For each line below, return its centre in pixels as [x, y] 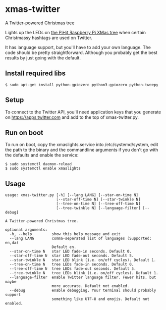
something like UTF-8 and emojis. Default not [101, 299]
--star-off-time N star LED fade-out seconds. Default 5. [72, 256]
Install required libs [35, 74]
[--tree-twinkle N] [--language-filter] [98, 208]
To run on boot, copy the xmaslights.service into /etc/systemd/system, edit [82, 145]
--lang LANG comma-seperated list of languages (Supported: [81, 239]
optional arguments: [27, 230]
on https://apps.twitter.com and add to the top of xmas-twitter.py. [72, 117]
